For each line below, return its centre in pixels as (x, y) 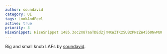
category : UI (19, 14)
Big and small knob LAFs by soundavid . (45, 46)
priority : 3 (17, 28)
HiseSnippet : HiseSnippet (32, 32)
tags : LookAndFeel (24, 19)
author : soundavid (24, 10)
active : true (19, 23)
